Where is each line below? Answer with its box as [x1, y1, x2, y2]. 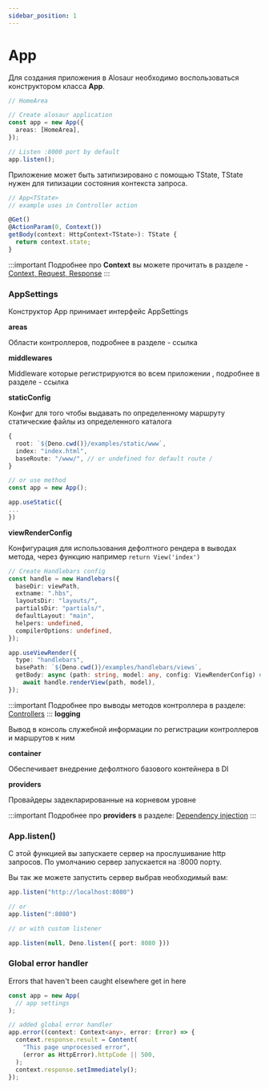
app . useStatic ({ [8, 498, 62, 507]
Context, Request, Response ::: [8, 268, 110, 278]
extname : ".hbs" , [15, 589, 74, 597]
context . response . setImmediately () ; [15, 1066, 138, 1074]
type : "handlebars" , [15, 656, 84, 665]
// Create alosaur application [8, 111, 113, 119]
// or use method [8, 476, 66, 484]
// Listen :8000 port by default [8, 147, 120, 156]
